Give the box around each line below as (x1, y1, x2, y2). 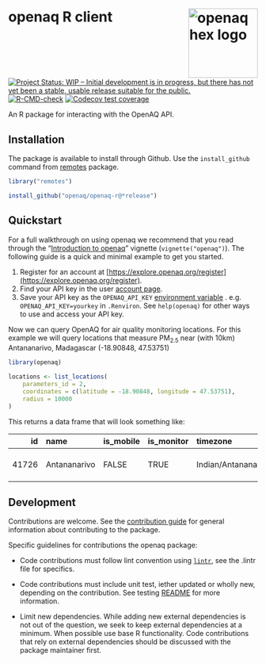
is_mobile (102, 435, 141, 446)
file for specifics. (19, 564, 75, 574)
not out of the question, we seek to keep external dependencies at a (19, 620, 243, 630)
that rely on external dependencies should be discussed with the (19, 637, 231, 646)
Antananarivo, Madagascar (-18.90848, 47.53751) (8, 343, 170, 353)
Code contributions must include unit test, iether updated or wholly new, (19, 580, 256, 589)
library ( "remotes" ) (8, 178, 73, 186)
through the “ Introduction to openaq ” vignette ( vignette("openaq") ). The (8, 243, 245, 253)
